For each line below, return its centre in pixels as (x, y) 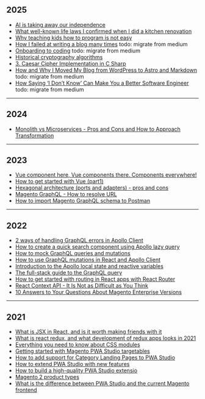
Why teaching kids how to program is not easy (74, 37)
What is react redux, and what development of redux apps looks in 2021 (106, 338)
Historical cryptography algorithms (59, 57)
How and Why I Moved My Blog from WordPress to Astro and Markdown (106, 70)
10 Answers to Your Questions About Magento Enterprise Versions (98, 292)
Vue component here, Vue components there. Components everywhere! (106, 175)
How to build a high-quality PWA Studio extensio (76, 370)
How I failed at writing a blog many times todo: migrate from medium (101, 44)
